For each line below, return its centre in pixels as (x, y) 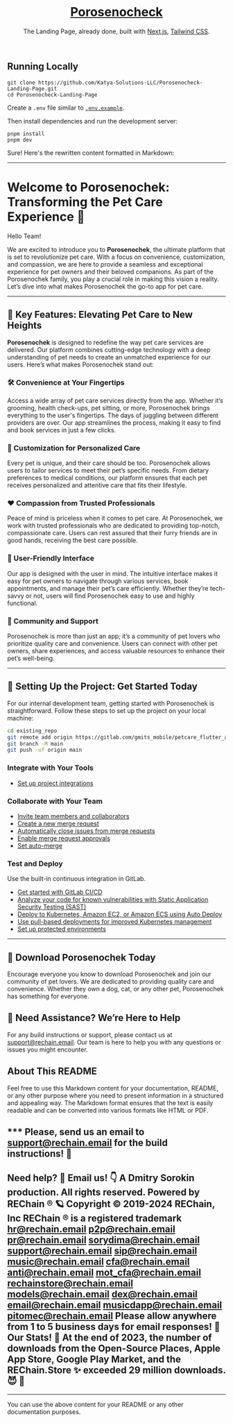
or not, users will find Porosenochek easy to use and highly (110, 596)
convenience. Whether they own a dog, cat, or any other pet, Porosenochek (115, 989)
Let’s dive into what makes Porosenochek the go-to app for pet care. (105, 286)
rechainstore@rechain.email (70, 1284)
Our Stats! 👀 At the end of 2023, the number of (110, 1338)
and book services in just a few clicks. (62, 430)
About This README (52, 1071)
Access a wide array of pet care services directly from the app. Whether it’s (115, 401)
